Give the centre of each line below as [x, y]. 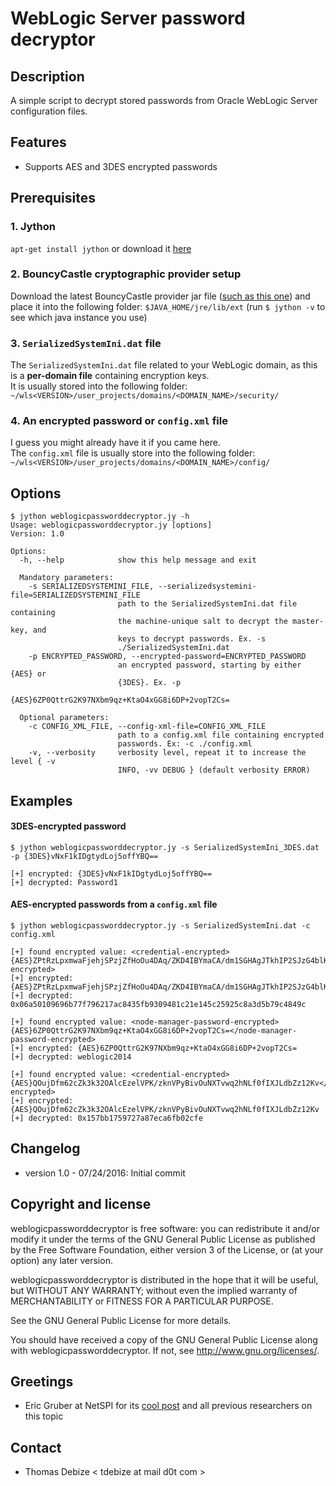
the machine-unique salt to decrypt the [202, 622]
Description [47, 76]
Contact [36, 1447]
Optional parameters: [64, 718]
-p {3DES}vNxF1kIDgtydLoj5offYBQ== [84, 856]
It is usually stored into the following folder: [99, 386]
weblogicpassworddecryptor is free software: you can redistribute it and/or [165, 1228]
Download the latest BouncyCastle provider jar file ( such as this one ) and [160, 296]
